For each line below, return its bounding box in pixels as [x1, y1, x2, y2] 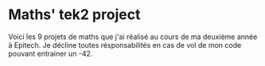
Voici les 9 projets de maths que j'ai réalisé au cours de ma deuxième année [8, 32, 258, 41]
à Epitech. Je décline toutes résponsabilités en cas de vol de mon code [8, 40, 242, 49]
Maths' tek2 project [8, 6, 141, 24]
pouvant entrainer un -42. [8, 49, 93, 58]
